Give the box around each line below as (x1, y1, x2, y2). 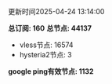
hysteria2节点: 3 (19, 50, 72, 59)
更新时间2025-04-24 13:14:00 (8, 7, 105, 16)
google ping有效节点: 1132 (8, 67, 94, 76)
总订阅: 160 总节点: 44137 (8, 24, 92, 33)
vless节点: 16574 (19, 40, 74, 49)
